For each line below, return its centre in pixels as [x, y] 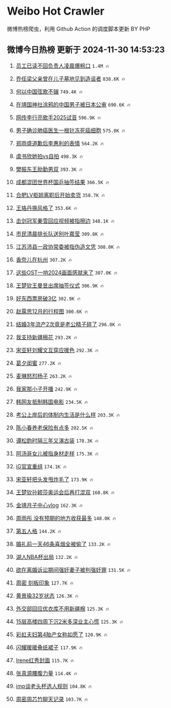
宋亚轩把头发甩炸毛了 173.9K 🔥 [54, 479]
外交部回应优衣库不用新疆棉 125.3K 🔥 [62, 608]
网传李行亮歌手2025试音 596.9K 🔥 [58, 117]
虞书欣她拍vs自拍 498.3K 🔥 [49, 156]
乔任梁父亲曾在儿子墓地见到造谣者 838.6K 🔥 [70, 78]
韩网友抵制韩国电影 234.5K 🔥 [52, 401]
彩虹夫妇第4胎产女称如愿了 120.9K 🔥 [61, 634]
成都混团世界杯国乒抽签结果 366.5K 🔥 [62, 182]
